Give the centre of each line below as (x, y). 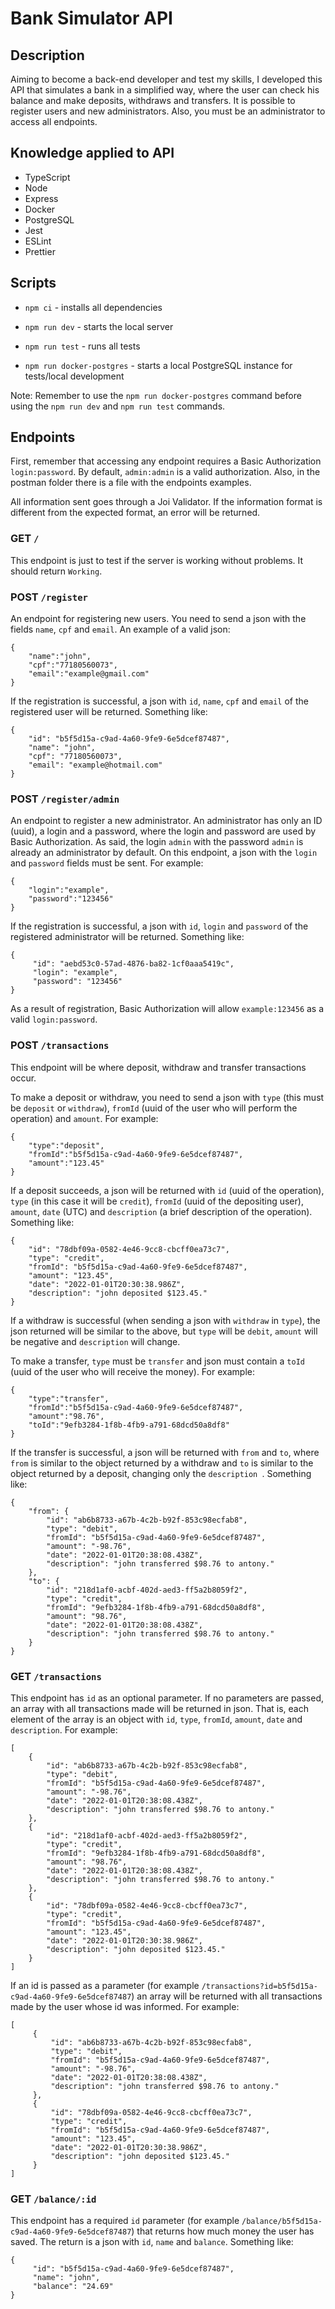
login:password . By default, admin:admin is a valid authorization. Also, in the (165, 472)
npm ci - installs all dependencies (93, 307)
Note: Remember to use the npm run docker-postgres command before (156, 395)
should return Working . (56, 571)
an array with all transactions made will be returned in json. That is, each (159, 1708)
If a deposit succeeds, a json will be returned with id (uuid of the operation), (167, 1190)
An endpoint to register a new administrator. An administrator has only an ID (166, 821)
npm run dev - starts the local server (99, 326)
